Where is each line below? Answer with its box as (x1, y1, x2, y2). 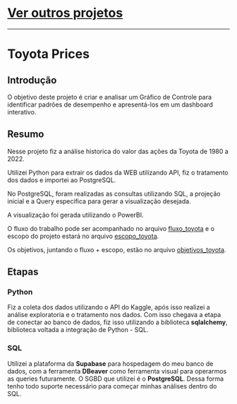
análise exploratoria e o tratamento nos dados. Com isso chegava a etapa (7, 311, 221, 319)
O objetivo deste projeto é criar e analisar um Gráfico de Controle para (7, 93, 212, 101)
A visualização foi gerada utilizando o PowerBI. (7, 210, 144, 219)
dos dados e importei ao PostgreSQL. (7, 175, 116, 184)
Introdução (7, 74, 57, 86)
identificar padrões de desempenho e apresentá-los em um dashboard (7, 100, 214, 109)
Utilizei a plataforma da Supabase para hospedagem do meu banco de (7, 359, 214, 368)
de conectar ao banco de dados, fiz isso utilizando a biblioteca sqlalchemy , (7, 318, 228, 326)
